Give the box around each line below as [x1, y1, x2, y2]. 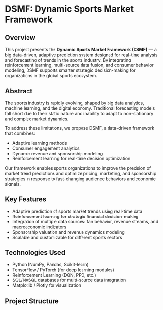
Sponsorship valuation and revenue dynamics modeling [12, 229, 125, 235]
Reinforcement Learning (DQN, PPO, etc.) [12, 272, 97, 278]
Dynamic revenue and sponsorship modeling [12, 150, 103, 156]
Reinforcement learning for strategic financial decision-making [12, 213, 139, 219]
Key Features [5, 195, 47, 204]
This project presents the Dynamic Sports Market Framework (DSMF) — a [5, 47, 157, 52]
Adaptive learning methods [12, 140, 67, 146]
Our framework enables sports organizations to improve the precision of [5, 165, 151, 171]
